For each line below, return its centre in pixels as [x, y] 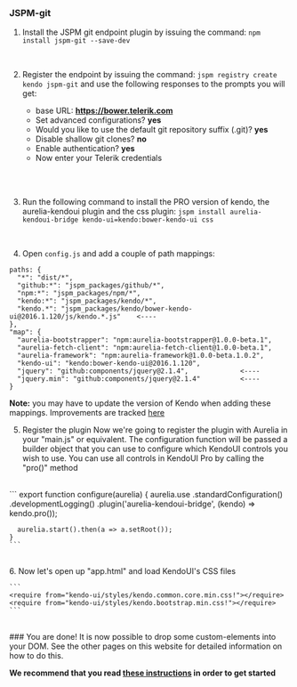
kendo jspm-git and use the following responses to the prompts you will [153, 84]
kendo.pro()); [33, 513]
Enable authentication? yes [85, 149]
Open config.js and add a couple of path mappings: [118, 254]
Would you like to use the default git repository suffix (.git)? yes [152, 130]
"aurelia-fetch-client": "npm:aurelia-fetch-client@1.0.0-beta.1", [145, 348]
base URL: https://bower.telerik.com [104, 111]
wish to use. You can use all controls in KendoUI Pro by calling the [143, 458]
